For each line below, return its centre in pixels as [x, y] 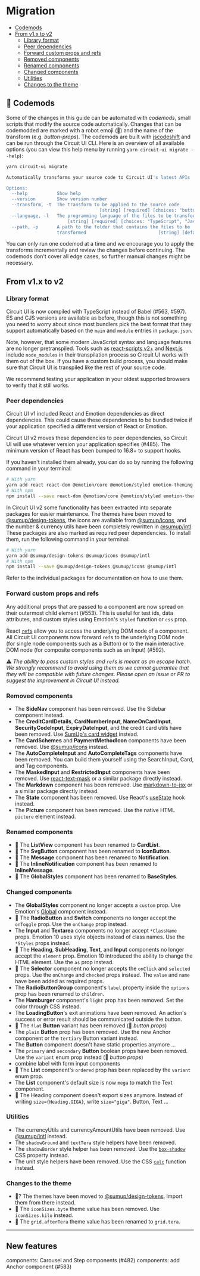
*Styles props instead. [43, 943]
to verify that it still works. [38, 385]
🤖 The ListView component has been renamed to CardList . [87, 845]
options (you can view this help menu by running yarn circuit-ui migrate [97, 149]
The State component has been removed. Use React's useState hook [100, 797]
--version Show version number [60, 199]
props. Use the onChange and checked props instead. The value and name [102, 975]
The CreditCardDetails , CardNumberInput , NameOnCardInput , [93, 721]
